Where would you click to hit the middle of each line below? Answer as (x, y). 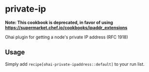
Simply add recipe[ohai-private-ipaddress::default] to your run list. (75, 64)
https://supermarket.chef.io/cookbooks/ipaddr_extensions (66, 27)
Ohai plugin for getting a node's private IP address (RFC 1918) (67, 37)
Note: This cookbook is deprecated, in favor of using (59, 22)
